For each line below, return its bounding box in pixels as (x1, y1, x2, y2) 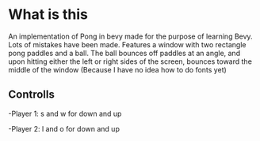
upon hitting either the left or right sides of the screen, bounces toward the (8, 57, 252, 66)
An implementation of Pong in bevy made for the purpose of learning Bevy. (8, 32, 253, 41)
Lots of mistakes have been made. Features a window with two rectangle (8, 39, 247, 49)
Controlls (8, 88, 55, 102)
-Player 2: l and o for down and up (8, 124, 120, 133)
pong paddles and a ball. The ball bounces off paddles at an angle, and (8, 48, 240, 58)
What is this (8, 6, 89, 24)
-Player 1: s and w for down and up (8, 109, 122, 118)
